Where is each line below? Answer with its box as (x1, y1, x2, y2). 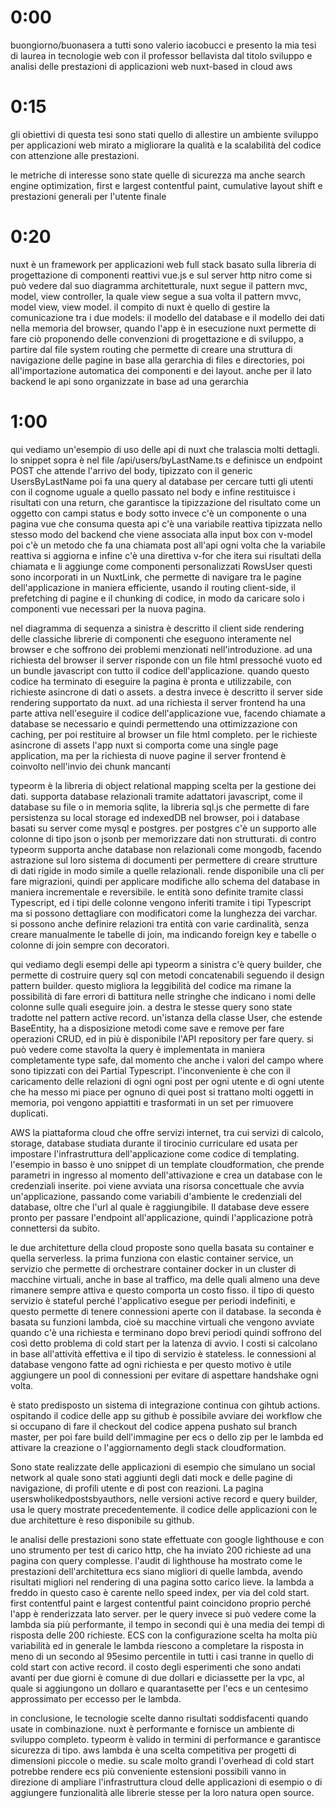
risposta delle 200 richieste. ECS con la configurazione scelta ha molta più (10, 1629, 318, 1641)
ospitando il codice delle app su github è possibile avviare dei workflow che (10, 1409, 323, 1421)
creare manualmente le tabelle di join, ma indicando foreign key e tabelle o (10, 928, 317, 940)
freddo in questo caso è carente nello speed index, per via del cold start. (10, 1586, 310, 1598)
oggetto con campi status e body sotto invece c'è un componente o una (10, 507, 307, 519)
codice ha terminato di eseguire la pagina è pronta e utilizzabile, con (10, 675, 292, 687)
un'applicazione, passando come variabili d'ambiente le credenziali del (10, 1190, 302, 1202)
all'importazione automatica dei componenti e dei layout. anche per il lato (10, 364, 312, 376)
